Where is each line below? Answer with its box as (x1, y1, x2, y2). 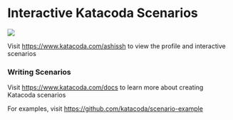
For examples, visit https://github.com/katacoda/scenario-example (7, 104, 203, 113)
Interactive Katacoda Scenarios (7, 5, 198, 21)
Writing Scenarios (7, 67, 71, 77)
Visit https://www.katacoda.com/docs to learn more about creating (7, 83, 204, 92)
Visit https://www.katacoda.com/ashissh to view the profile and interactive (7, 41, 226, 50)
